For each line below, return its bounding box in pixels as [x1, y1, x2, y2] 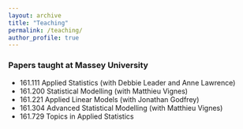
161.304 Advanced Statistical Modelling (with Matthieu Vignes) [19, 103, 223, 112]
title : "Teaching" [8, 19, 69, 27]
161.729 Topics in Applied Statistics [19, 112, 134, 121]
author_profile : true [8, 33, 80, 42]
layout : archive [8, 11, 62, 20]
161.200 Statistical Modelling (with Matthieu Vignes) [19, 86, 188, 96]
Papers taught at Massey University [8, 60, 148, 71]
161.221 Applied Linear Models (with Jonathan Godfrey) [19, 94, 200, 104]
